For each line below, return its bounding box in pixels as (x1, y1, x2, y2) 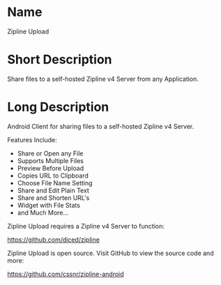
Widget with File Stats (17, 201, 80, 209)
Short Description (7, 52, 113, 68)
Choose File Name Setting (17, 178, 93, 187)
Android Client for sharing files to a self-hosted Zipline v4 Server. (7, 122, 195, 130)
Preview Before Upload (17, 164, 84, 172)
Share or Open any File (17, 149, 84, 157)
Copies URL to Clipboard (17, 171, 89, 180)
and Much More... (17, 208, 68, 217)
